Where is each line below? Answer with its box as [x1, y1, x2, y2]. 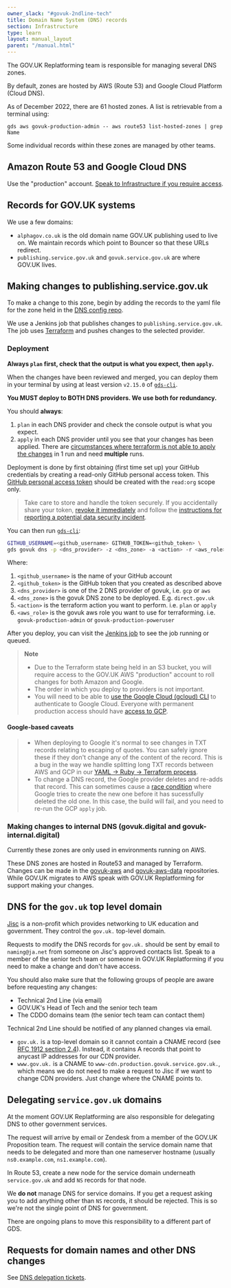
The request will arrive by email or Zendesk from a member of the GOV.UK [7, 1133, 218, 1141]
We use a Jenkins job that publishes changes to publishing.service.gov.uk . [7, 319, 223, 328]
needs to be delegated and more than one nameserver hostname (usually [7, 1147, 215, 1156]
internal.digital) [7, 830, 60, 840]
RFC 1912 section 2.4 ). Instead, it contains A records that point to [16, 1045, 201, 1053]
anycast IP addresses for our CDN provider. [16, 1052, 141, 1060]
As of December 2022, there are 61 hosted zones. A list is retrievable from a [7, 103, 222, 110]
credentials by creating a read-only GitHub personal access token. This [7, 470, 210, 479]
